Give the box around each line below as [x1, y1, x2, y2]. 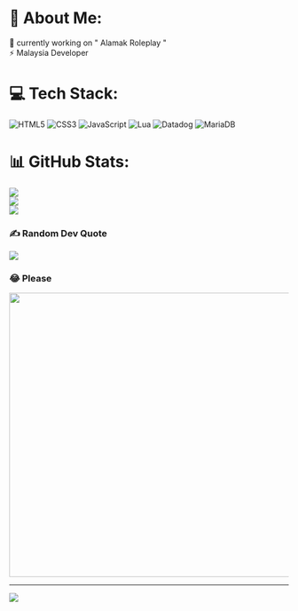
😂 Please [9, 273, 52, 285]
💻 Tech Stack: [9, 83, 119, 104]
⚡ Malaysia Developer [9, 47, 89, 58]
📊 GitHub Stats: [9, 152, 130, 172]
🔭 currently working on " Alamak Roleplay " [9, 37, 167, 48]
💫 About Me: [9, 8, 103, 28]
